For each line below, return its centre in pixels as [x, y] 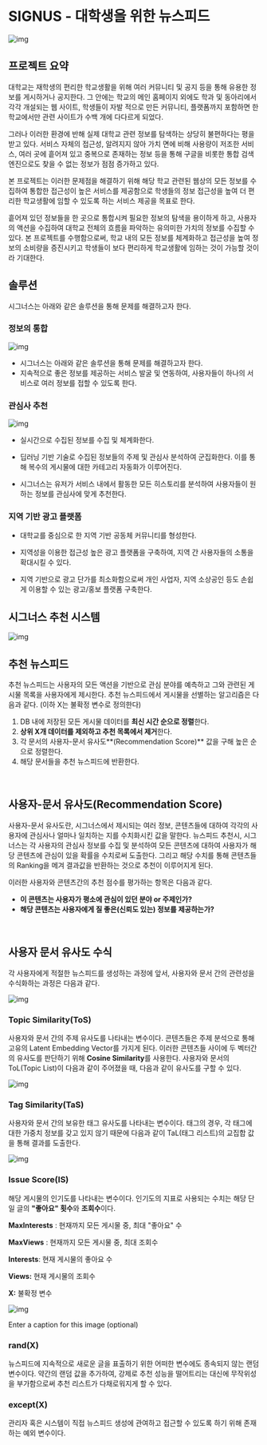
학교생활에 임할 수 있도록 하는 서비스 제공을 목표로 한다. [109, 200]
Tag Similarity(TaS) [46, 1105]
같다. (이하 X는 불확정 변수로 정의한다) [82, 705]
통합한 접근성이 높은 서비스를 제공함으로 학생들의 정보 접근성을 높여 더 [138, 191]
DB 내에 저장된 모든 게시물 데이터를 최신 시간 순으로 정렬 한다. [114, 722]
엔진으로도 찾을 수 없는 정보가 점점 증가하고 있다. [84, 164]
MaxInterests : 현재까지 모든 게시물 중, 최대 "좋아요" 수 [95, 1225]
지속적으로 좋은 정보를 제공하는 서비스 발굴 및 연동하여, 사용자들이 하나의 [132, 373]
